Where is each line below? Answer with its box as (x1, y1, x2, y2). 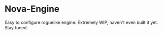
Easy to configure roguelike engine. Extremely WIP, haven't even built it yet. (4, 19, 158, 25)
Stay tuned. (4, 24, 28, 30)
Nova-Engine (4, 3, 60, 15)
